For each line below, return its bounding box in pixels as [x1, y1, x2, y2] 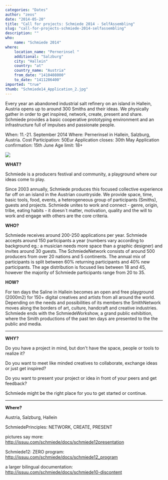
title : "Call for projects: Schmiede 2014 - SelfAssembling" [5, 21, 135, 27]
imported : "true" [5, 82, 41, 87]
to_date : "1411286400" [14, 77, 61, 82]
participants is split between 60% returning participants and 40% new [5, 259, 150, 265]
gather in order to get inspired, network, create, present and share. [5, 111, 143, 117]
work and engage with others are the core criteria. [5, 213, 109, 219]
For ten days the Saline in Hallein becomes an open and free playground [5, 289, 154, 295]
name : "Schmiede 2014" [14, 40, 61, 45]
